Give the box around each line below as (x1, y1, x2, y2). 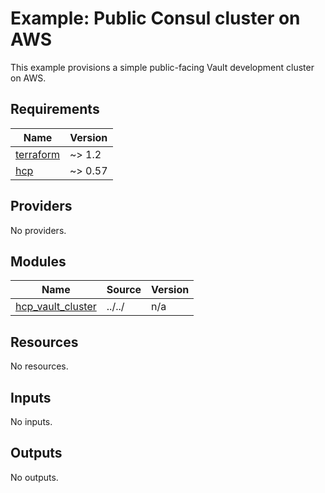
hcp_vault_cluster (15, 300, 97, 314)
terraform (15, 147, 61, 161)
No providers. (10, 224, 67, 236)
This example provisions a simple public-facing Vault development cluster (10, 61, 315, 73)
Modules (10, 253, 67, 270)
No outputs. (10, 471, 59, 483)
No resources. (10, 360, 69, 372)
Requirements (10, 101, 100, 118)
